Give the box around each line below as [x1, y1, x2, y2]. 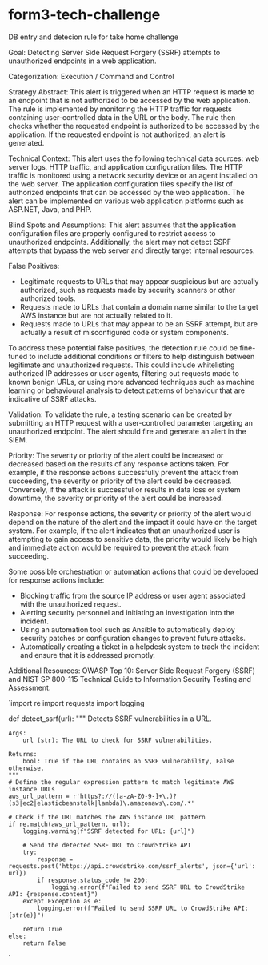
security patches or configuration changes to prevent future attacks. [19, 633, 246, 643]
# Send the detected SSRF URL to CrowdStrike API [22, 841, 192, 849]
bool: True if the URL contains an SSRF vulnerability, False [22, 757, 234, 765]
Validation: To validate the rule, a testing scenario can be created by [8, 410, 233, 419]
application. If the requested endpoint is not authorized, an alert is [8, 130, 226, 139]
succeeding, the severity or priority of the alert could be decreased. [8, 476, 232, 486]
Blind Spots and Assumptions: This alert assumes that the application [8, 220, 237, 230]
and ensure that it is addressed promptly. [19, 650, 156, 659]
